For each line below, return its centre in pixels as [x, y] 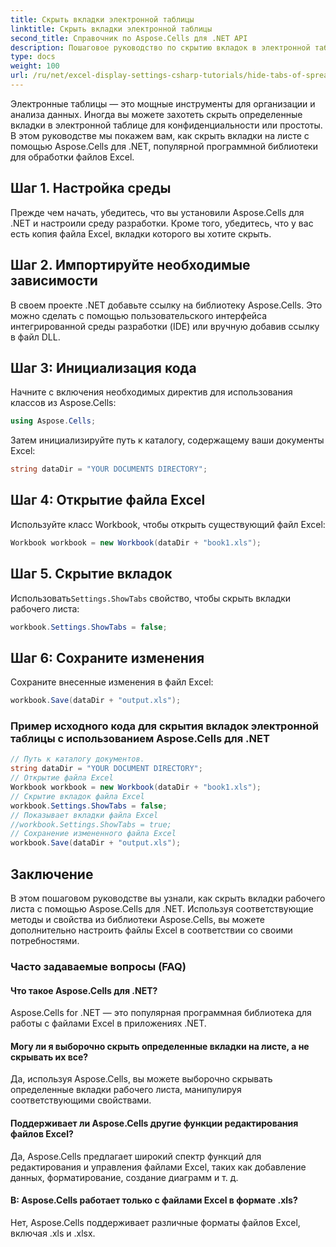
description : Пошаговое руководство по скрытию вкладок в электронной [160, 47]
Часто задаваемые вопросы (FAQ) [98, 966]
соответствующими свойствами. [81, 1100]
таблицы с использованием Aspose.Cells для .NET [140, 739]
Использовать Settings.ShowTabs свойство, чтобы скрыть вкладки [151, 598]
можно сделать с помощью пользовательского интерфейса [139, 315]
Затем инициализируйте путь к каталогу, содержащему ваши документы [167, 440]
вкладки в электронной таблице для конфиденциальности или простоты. [166, 125]
